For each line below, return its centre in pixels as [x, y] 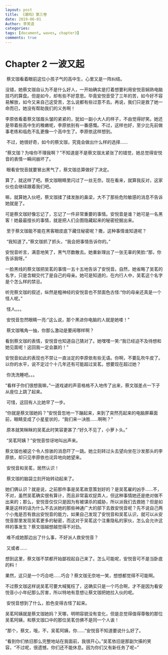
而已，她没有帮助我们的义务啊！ [42, 108]
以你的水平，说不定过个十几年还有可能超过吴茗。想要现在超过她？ [73, 364]
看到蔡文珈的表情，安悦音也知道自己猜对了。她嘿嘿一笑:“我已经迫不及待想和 [83, 341]
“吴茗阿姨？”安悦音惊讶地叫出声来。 [43, 440]
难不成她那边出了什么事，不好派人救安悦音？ [52, 537]
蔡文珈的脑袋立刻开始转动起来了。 [41, 478]
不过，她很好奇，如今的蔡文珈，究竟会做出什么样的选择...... [67, 142]
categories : [17, 29]
